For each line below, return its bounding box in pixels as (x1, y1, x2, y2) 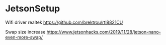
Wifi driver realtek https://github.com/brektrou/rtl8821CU (5, 19, 123, 25)
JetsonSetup (5, 3, 60, 14)
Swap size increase (5, 29, 46, 35)
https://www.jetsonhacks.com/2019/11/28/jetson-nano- (46, 29, 161, 35)
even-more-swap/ (5, 34, 43, 40)
